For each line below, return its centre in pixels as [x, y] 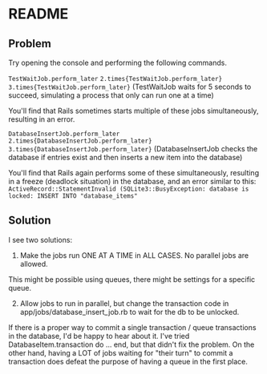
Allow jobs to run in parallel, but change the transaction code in [124, 303]
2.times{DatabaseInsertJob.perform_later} [80, 141]
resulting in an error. [42, 119]
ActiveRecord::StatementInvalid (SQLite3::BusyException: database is [129, 189]
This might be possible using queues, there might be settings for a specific [132, 279]
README [38, 14]
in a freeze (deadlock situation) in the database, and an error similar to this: [132, 181]
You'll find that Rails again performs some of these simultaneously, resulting [133, 173]
